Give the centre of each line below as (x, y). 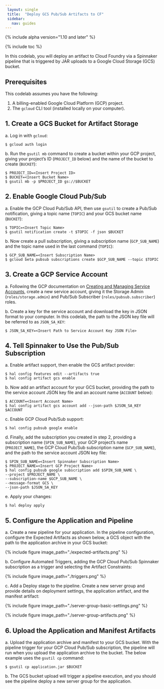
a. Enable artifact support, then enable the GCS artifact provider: (70, 365)
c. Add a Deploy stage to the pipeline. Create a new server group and (75, 586)
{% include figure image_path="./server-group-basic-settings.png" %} (76, 606)
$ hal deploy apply (25, 505)
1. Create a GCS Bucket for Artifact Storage (72, 124)
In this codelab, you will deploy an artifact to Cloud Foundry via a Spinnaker (81, 56)
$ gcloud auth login (26, 144)
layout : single (23, 10)
